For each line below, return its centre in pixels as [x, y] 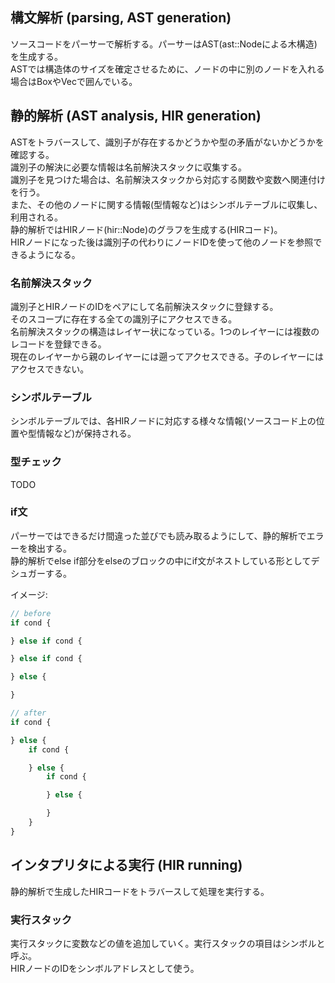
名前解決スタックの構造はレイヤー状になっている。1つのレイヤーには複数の [165, 331]
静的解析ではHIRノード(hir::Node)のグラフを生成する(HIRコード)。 [146, 229]
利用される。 [36, 217]
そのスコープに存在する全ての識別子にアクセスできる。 [124, 319]
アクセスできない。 [50, 369]
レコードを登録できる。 [58, 344]
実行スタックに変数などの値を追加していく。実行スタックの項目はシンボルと [168, 943]
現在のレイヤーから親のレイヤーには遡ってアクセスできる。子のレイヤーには [167, 356]
